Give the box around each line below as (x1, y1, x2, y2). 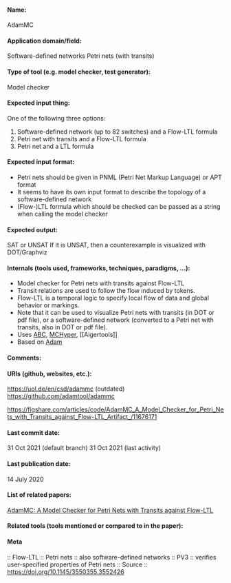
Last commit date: (7, 428, 60, 437)
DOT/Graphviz (7, 248, 47, 256)
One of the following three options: (7, 114, 106, 122)
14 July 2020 (7, 475, 44, 483)
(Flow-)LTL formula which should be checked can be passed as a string (16, 203, 221, 211)
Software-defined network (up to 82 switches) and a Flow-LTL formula (16, 127, 218, 136)
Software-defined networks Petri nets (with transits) (7, 52, 155, 60)
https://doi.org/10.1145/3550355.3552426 (7, 567, 125, 575)
